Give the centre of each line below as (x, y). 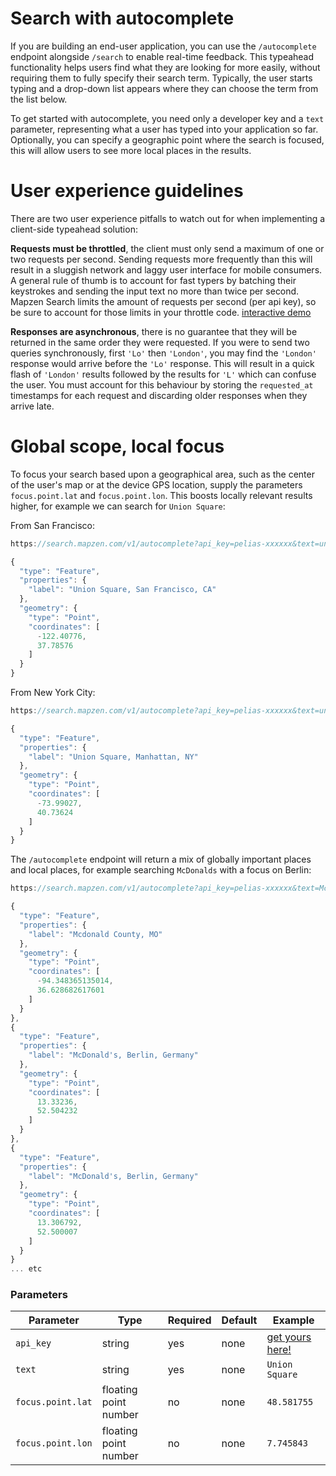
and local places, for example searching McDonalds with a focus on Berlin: (161, 870)
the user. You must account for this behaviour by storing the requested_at (162, 384)
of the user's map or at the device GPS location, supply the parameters (156, 484)
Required (189, 1320)
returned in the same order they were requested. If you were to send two (160, 342)
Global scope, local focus (117, 446)
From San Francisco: (53, 525)
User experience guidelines (127, 191)
